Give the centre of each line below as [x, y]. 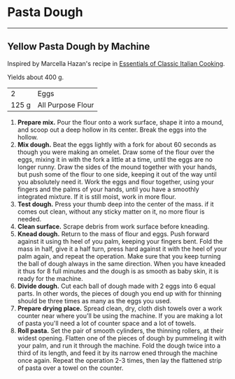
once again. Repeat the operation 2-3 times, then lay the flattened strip [120, 360]
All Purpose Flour [66, 104]
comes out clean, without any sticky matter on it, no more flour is [111, 212]
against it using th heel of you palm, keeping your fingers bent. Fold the [120, 241]
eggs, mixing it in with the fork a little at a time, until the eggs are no [115, 159]
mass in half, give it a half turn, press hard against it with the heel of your [122, 249]
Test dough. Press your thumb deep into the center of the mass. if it [116, 204]
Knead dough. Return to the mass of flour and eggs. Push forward [113, 234]
